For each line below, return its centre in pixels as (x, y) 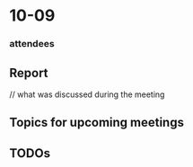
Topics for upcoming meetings (96, 123)
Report (29, 73)
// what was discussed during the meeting (87, 94)
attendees (32, 44)
